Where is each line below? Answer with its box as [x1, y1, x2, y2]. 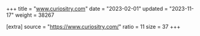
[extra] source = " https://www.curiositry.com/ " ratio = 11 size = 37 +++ [6, 23, 181, 30]
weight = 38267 [15, 11, 54, 19]
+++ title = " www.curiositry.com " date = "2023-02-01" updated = [6, 5, 168, 12]
